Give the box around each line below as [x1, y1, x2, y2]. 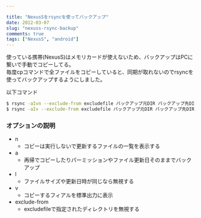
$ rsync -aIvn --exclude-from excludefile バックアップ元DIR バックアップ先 [6, 101, 190, 107]
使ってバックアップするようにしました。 [6, 76, 106, 83]
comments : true [6, 31, 44, 37]
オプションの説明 [6, 121, 56, 129]
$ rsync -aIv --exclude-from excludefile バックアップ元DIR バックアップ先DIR [6, 106, 194, 112]
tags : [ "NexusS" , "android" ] [6, 37, 79, 43]
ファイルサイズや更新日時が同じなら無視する [23, 178, 135, 185]
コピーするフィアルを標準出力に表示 [23, 192, 114, 199]
